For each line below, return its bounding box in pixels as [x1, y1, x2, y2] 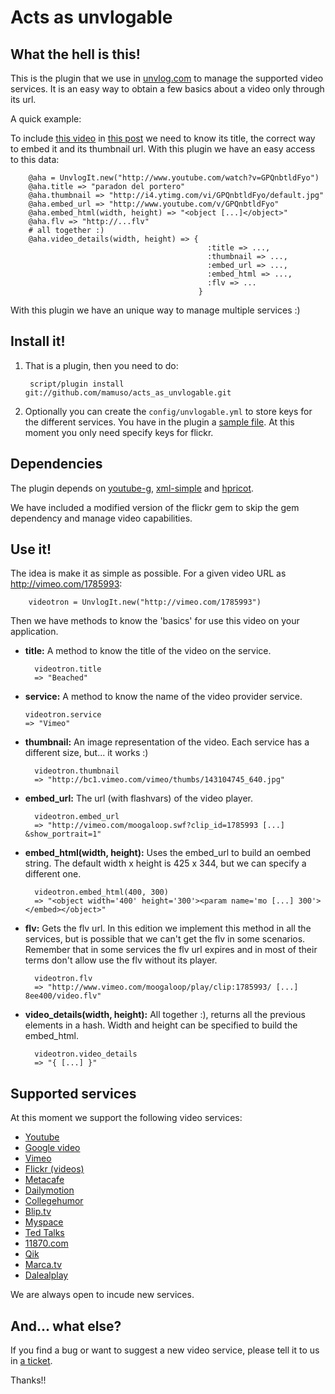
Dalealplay [24, 1269, 69, 1281]
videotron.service [24, 710, 102, 720]
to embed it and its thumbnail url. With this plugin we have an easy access [10, 143, 316, 155]
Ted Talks [24, 1227, 65, 1239]
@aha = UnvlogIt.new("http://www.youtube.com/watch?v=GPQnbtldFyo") [28, 173, 320, 183]
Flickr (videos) [24, 1163, 85, 1175]
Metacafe [24, 1174, 65, 1186]
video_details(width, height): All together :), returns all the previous [24, 1009, 306, 1021]
